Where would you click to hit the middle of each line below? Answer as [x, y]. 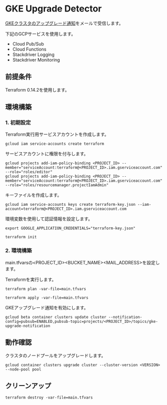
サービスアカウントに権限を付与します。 [47, 154]
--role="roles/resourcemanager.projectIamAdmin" [57, 185]
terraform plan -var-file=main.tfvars [46, 289]
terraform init [21, 237]
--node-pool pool [23, 369]
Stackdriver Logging [33, 54]
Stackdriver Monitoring [36, 60]
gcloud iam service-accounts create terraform [55, 144]
